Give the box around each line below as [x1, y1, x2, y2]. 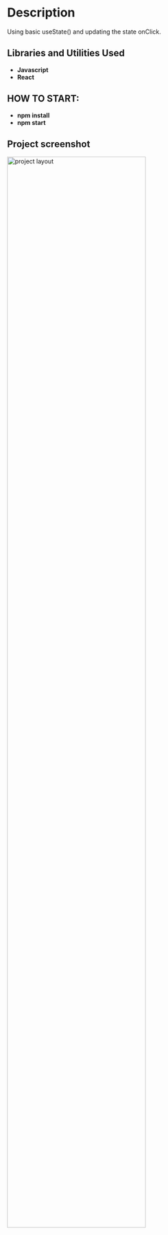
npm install [16, 111, 50, 119]
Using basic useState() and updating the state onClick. [7, 27, 161, 36]
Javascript [16, 65, 49, 73]
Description [7, 5, 75, 21]
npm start [16, 118, 46, 126]
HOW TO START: [7, 93, 80, 104]
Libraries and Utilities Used [7, 47, 125, 59]
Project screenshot [7, 138, 91, 150]
